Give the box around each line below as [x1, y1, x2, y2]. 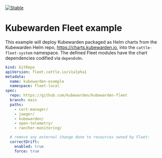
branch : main [10, 98, 37, 103]
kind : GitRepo [5, 64, 35, 70]
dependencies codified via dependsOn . [5, 55, 83, 61]
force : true [14, 148, 39, 153]
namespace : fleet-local [10, 84, 60, 89]
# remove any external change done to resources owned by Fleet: [10, 135, 150, 140]
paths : [10, 102, 24, 107]
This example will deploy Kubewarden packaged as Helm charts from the [5, 39, 157, 45]
